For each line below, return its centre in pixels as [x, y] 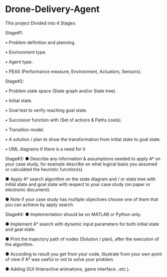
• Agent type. [19, 61]
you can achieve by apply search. [40, 204]
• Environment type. [26, 52]
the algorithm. [19, 244]
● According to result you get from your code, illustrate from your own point [83, 254]
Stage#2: [14, 81]
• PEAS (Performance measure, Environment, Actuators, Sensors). [74, 71]
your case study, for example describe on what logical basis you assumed [81, 164]
